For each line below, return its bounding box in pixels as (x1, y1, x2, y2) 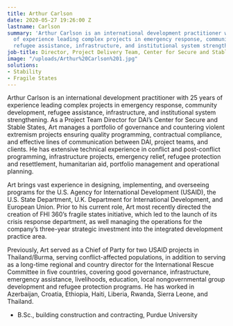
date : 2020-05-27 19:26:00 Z (7, 17, 92, 24)
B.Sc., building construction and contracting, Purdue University (17, 311, 198, 319)
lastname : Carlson (7, 23, 60, 30)
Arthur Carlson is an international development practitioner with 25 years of (7, 94, 223, 102)
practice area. (7, 232, 47, 241)
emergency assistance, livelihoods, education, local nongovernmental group (7, 275, 225, 284)
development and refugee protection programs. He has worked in (7, 282, 195, 291)
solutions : (7, 62, 39, 69)
